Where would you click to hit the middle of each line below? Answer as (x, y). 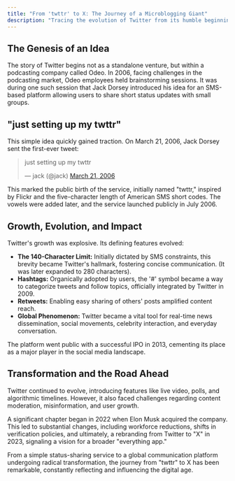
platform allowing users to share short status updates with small (119, 95)
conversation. (37, 331)
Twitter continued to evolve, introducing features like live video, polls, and (114, 390)
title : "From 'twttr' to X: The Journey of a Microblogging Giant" (108, 14)
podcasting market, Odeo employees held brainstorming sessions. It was (112, 80)
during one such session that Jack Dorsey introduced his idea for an (106, 87)
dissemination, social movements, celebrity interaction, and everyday (117, 323)
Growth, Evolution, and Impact (74, 226)
